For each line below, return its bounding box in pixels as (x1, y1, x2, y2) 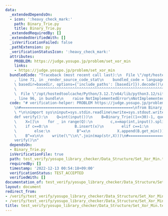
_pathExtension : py (9, 45, 50, 50)
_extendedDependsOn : (9, 12, 52, 17)
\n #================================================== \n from (14, 105, 146, 110)
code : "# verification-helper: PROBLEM (9, 101, 93, 106)
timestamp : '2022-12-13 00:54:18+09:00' (9, 166, 95, 171)
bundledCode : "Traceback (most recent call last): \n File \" (9, 73, 142, 78)
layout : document (5, 184, 41, 189)
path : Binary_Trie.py (14, 21, 59, 27)
